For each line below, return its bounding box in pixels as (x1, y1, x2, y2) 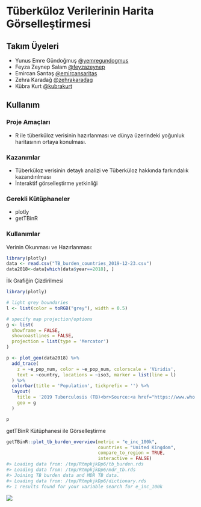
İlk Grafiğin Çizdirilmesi (6, 277, 64, 284)
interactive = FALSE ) (97, 456, 152, 462)
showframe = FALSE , (11, 327, 61, 334)
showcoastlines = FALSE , (11, 333, 74, 339)
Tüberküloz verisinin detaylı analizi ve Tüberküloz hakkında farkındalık (14, 167, 189, 174)
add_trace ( (11, 360, 39, 367)
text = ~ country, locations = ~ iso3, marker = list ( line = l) (17, 372, 176, 378)
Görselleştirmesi (6, 17, 91, 31)
